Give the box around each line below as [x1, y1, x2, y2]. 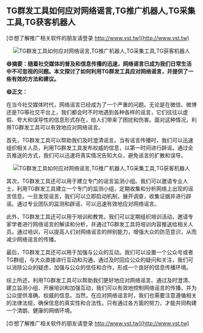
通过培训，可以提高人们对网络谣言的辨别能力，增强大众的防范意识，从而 [16, 228, 197, 235]
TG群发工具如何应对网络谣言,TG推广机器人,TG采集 [6, 5, 196, 16]
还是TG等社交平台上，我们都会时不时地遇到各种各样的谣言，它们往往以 [6, 108, 183, 116]
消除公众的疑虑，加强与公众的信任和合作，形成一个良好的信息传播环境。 [11, 263, 192, 271]
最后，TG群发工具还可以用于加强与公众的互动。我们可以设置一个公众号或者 [6, 248, 194, 256]
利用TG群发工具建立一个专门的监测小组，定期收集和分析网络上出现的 [16, 185, 188, 192]
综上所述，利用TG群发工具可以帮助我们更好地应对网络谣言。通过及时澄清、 [6, 276, 194, 283]
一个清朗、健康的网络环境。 [6, 306, 76, 314]
